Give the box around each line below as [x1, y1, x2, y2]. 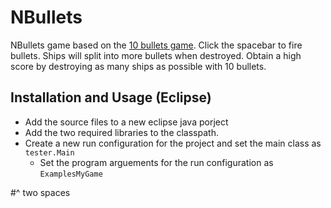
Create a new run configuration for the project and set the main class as [24, 137, 322, 149]
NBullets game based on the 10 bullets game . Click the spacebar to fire [10, 39, 303, 51]
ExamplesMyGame [39, 169, 103, 179]
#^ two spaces [10, 186, 71, 198]
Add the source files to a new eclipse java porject [24, 116, 229, 128]
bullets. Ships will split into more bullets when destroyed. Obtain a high [10, 49, 302, 61]
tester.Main [24, 147, 75, 158]
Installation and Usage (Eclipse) [10, 89, 212, 106]
